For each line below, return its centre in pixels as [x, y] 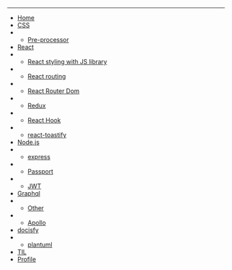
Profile [27, 259]
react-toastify [47, 135]
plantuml [40, 245]
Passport [40, 172]
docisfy [28, 230]
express [39, 157]
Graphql [29, 193]
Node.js [28, 142]
